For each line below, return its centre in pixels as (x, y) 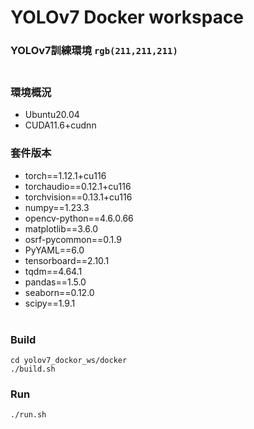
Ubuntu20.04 (52, 115)
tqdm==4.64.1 (53, 271)
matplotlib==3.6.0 (61, 228)
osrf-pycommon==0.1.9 (73, 239)
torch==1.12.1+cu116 (65, 175)
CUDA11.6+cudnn (60, 125)
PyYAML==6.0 (54, 250)
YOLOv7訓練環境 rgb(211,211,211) (94, 51)
